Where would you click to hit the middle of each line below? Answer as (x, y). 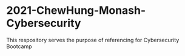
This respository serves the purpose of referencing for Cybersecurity (93, 40)
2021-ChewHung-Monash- (76, 11)
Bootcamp (19, 46)
